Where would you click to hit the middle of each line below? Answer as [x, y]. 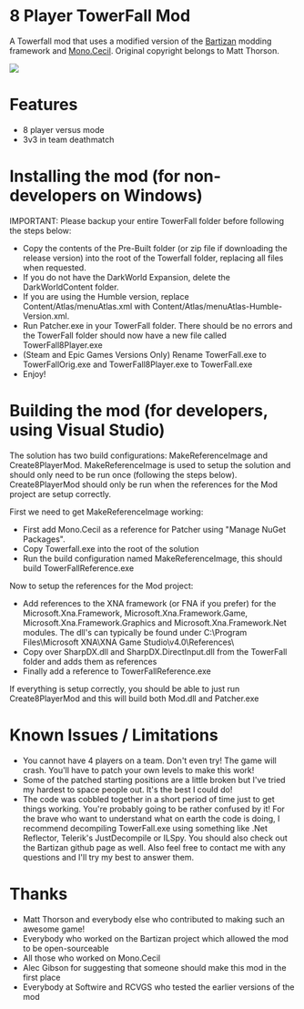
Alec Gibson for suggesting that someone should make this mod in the [154, 967]
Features [44, 105]
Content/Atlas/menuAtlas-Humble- [217, 306]
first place [41, 977]
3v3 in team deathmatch [68, 139]
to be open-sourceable [66, 948]
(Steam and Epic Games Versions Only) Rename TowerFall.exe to [144, 354]
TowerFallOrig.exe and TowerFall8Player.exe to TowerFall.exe [137, 364]
